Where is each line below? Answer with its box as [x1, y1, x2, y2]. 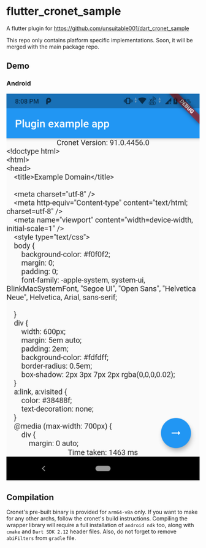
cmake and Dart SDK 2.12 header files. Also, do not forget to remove [6, 528, 177, 535]
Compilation [6, 492, 54, 503]
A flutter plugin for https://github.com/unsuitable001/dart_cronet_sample [6, 25, 189, 32]
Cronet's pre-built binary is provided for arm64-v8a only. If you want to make [6, 508, 198, 516]
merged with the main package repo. [6, 43, 100, 50]
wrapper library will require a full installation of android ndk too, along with [6, 522, 194, 529]
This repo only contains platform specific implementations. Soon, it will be [6, 36, 193, 44]
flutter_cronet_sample [6, 4, 121, 18]
